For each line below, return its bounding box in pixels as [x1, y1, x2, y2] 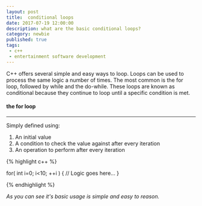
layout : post [6, 8, 39, 15]
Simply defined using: [6, 121, 60, 129]
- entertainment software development [8, 53, 106, 59]
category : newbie [6, 31, 50, 37]
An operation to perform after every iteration [14, 146, 125, 153]
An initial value [14, 133, 52, 141]
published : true [6, 37, 47, 43]
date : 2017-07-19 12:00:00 [6, 20, 74, 26]
